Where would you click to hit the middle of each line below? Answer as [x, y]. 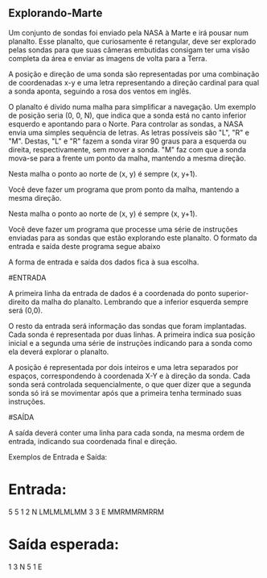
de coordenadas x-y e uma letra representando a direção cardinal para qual [134, 82]
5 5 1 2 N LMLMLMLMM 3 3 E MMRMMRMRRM [86, 512]
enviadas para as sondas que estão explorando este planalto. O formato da [133, 238]
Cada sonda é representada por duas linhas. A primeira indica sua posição [132, 335]
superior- [234, 293]
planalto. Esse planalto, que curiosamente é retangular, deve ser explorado [132, 41]
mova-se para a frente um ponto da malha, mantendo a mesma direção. [127, 158]
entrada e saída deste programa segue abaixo [84, 246]
